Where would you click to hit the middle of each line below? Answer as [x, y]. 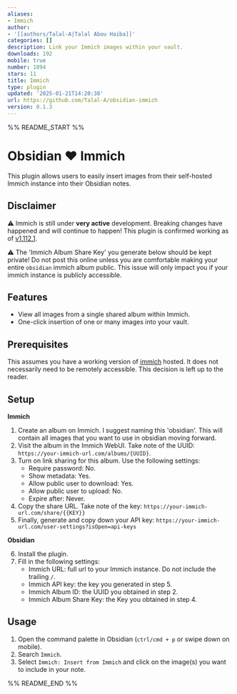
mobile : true [27, 61]
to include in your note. [51, 669]
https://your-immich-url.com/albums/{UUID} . [84, 453]
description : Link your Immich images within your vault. [95, 47]
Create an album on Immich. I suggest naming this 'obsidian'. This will [120, 431]
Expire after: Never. [57, 499]
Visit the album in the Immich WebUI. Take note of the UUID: [106, 446]
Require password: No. [62, 468]
